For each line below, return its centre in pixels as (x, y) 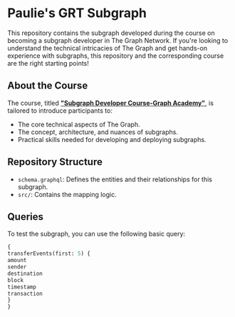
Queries (26, 217)
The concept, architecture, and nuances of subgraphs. (98, 132)
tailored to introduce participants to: (60, 110)
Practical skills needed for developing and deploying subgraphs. (112, 139)
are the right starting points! (48, 63)
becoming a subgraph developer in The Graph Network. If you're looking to (118, 40)
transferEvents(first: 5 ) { (49, 254)
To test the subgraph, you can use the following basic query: (96, 234)
